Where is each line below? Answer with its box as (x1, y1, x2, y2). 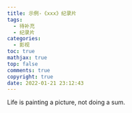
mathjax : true (7, 54, 48, 61)
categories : (7, 35, 41, 42)
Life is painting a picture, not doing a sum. (7, 98, 125, 106)
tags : (7, 16, 23, 23)
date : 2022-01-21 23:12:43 (7, 80, 84, 86)
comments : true (7, 67, 51, 74)
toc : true (7, 48, 36, 55)
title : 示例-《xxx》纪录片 (7, 10, 77, 17)
